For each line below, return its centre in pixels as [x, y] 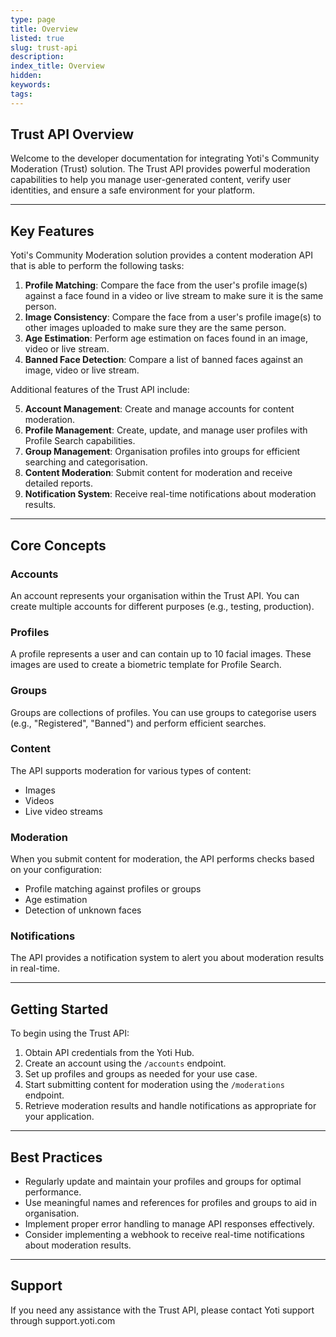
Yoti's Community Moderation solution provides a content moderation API [161, 255]
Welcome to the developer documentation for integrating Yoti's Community [165, 158]
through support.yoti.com [63, 1320]
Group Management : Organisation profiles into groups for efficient [162, 452]
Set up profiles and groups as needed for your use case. [141, 1074]
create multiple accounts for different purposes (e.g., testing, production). [162, 606]
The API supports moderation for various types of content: [131, 770]
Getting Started [59, 1009]
